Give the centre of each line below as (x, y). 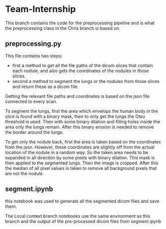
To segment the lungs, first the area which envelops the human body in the (82, 111)
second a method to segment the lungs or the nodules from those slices (86, 81)
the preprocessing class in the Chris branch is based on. (63, 28)
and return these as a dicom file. (45, 86)
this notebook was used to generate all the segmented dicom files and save (82, 201)
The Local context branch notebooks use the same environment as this (78, 216)
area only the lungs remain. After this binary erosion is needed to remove (80, 127)
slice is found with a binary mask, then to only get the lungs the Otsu (75, 116)
